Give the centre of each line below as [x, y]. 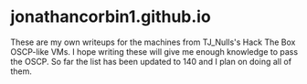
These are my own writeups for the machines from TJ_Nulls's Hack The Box [153, 42]
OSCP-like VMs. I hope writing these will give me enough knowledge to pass [154, 51]
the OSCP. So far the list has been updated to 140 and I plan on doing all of [151, 61]
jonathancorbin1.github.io [111, 17]
